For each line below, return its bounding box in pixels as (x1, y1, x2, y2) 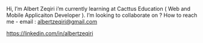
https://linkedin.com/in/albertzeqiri (6, 30, 93, 37)
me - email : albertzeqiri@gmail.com (6, 18, 98, 25)
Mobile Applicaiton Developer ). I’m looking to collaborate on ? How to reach (6, 12, 198, 19)
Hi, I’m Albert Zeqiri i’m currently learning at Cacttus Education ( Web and (6, 5, 191, 12)
